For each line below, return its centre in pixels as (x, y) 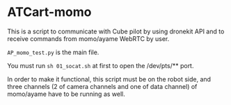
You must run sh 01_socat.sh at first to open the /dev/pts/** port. (101, 65)
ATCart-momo (49, 12)
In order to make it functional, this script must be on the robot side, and (109, 79)
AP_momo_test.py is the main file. (53, 52)
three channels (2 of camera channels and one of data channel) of (102, 86)
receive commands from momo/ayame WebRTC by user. (88, 38)
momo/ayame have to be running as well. (66, 94)
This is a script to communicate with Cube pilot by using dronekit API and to (116, 31)
